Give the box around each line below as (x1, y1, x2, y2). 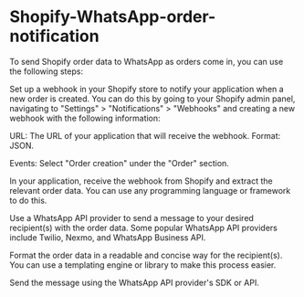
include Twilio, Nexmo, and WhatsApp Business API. (9, 231, 206, 243)
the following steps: (9, 66, 84, 77)
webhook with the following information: (9, 112, 162, 123)
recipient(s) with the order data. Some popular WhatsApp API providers (9, 222, 278, 233)
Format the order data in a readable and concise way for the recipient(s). (9, 249, 283, 260)
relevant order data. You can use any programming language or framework (9, 185, 291, 196)
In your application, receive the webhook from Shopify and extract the (9, 175, 273, 186)
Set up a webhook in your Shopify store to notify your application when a (9, 83, 285, 94)
